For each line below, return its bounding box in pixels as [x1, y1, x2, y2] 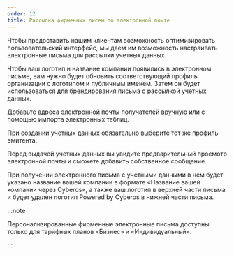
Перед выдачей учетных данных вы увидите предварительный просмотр [7, 150, 228, 158]
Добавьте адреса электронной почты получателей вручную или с [7, 108, 205, 116]
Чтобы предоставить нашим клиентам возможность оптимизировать [7, 36, 215, 44]
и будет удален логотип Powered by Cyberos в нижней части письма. [7, 193, 214, 201]
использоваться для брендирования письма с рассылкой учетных [7, 87, 207, 95]
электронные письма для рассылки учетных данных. [7, 50, 167, 59]
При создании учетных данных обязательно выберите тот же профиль [7, 129, 219, 137]
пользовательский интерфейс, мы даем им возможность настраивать [7, 43, 218, 52]
